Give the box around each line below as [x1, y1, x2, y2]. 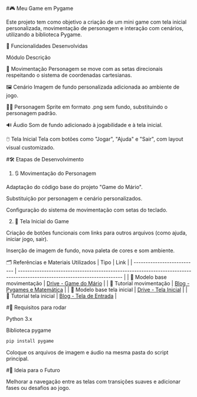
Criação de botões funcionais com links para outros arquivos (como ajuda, [6, 229, 188, 236]
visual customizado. [6, 144, 55, 151]
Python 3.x [6, 315, 32, 322]
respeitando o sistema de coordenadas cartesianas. [6, 71, 132, 79]
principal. [6, 355, 29, 362]
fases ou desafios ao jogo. [6, 384, 71, 391]
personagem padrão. [6, 110, 57, 116]
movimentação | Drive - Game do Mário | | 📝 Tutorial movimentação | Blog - [6, 280, 190, 287]
